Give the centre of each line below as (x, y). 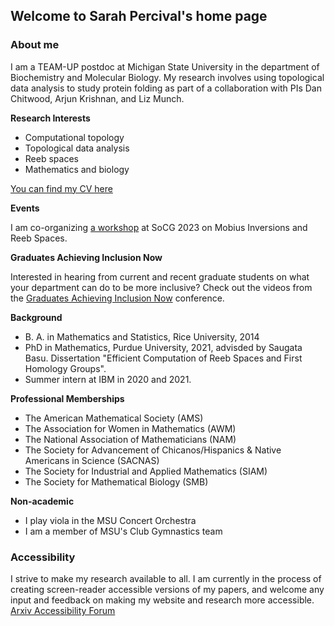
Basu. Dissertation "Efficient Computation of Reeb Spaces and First (163, 358)
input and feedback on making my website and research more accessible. (162, 600)
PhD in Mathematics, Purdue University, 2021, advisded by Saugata (163, 347)
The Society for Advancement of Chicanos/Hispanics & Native (153, 450)
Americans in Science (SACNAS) (92, 460)
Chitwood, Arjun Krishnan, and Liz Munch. (97, 98)
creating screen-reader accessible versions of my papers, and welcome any (167, 589)
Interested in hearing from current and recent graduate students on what (160, 276)
